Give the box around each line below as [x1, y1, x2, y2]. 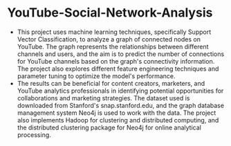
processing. [17, 130, 52, 139]
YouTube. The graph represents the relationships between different [17, 42, 209, 51]
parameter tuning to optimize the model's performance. [17, 71, 176, 80]
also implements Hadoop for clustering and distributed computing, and [17, 116, 219, 124]
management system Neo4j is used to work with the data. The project [17, 109, 216, 117]
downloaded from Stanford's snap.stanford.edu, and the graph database [17, 101, 225, 109]
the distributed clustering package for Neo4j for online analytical [17, 123, 202, 131]
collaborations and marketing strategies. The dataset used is [17, 93, 190, 102]
